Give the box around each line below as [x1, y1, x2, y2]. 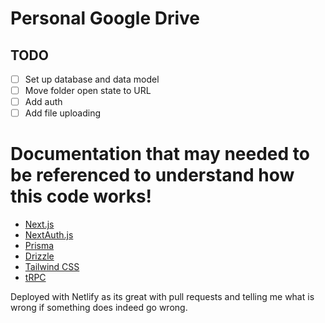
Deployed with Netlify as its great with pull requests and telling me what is [10, 291, 315, 303]
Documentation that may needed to [10, 143, 310, 166]
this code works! [10, 185, 153, 208]
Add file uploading [24, 107, 102, 119]
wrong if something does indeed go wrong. [10, 302, 188, 314]
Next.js [24, 218, 55, 231]
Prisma [24, 240, 55, 252]
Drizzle [24, 250, 55, 262]
